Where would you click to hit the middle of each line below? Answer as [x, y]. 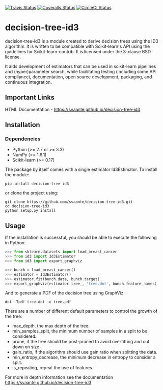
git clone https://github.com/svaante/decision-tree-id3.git [69, 202]
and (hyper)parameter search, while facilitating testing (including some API [81, 71]
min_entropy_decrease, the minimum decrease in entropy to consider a [84, 357]
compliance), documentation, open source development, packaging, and [79, 77]
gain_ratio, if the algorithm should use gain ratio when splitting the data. [85, 352]
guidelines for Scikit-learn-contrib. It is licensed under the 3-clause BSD [78, 51]
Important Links [30, 98]
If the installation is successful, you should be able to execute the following [81, 238]
